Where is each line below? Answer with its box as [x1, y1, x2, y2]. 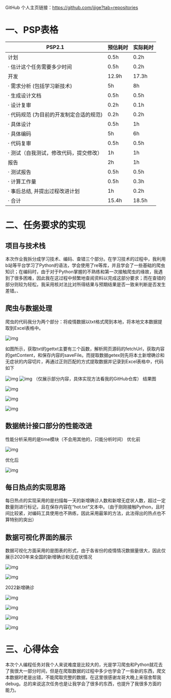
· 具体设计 [8, 120, 32, 127]
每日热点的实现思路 [5, 483, 66, 492]
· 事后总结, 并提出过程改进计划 [8, 188, 80, 195]
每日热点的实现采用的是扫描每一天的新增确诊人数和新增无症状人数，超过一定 [5, 498, 166, 504]
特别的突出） [9, 516, 37, 523]
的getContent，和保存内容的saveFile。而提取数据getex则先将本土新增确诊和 [5, 352, 165, 358]
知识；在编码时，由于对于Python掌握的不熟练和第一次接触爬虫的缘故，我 [5, 268, 159, 274]
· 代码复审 [8, 140, 32, 147]
